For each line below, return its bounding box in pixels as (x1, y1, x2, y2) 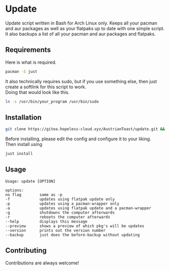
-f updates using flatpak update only (5, 196, 115, 202)
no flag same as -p (5, 192, 63, 197)
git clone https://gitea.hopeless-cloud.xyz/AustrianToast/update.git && (5, 127, 165, 132)
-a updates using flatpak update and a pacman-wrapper (5, 205, 152, 211)
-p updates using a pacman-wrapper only (5, 201, 120, 206)
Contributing (5, 246, 47, 255)
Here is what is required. (5, 59, 57, 65)
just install (5, 151, 33, 156)
